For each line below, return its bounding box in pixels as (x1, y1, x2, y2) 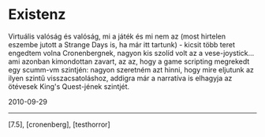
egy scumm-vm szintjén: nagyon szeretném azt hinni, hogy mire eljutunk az (8, 65, 255, 74)
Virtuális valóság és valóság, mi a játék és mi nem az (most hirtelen (8, 31, 226, 41)
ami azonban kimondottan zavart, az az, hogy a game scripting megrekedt (8, 57, 250, 66)
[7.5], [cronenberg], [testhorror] (8, 120, 110, 129)
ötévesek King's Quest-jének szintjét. (8, 81, 130, 91)
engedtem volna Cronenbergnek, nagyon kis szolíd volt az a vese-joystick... (8, 48, 255, 57)
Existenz (8, 6, 66, 24)
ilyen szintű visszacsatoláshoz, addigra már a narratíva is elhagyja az (8, 73, 233, 83)
